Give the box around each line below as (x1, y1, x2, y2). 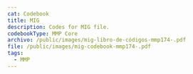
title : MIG (7, 17, 40, 24)
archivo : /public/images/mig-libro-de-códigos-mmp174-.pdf (7, 37, 187, 44)
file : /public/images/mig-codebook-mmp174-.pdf (7, 43, 152, 50)
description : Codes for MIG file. (7, 23, 110, 30)
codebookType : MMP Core (7, 30, 78, 37)
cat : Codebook (7, 10, 50, 18)
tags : (7, 50, 24, 57)
